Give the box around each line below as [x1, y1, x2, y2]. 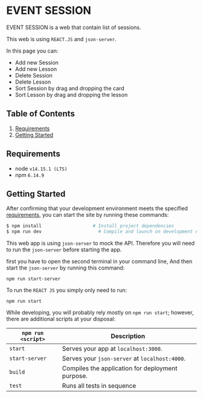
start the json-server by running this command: [6, 264, 125, 271]
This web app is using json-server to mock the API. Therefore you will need [6, 240, 195, 247]
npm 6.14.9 [14, 171, 44, 179]
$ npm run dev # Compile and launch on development [6, 228, 193, 235]
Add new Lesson [14, 65, 57, 73]
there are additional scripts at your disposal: [6, 316, 116, 323]
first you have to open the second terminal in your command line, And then [6, 258, 193, 265]
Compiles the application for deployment [62, 364, 178, 373]
